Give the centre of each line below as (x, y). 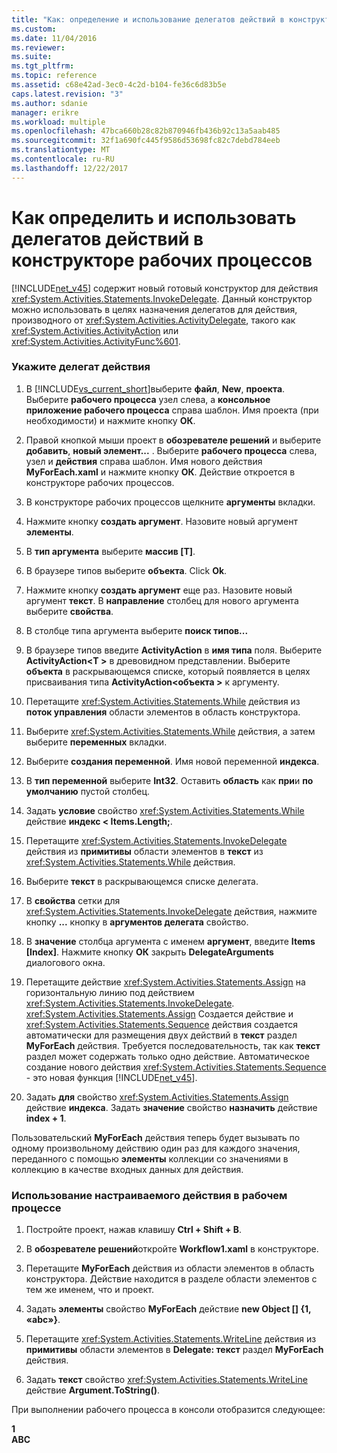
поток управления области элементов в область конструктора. (163, 712)
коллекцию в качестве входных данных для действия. (127, 1169)
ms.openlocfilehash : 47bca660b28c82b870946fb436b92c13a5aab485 (146, 131)
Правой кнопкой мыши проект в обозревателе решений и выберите (173, 440)
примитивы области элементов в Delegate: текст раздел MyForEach (174, 1350)
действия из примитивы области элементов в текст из (144, 851)
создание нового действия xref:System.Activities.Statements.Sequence (176, 1067)
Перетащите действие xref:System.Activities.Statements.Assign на (165, 982)
